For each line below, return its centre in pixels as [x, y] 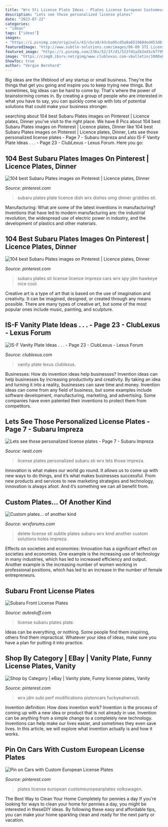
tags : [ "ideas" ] [22, 33]
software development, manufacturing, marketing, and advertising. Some [80, 395]
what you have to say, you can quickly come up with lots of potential [75, 101]
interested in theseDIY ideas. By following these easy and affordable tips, [80, 809]
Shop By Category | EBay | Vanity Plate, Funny [78, 658]
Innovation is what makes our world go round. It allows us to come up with [82, 470]
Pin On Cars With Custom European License [75, 750]
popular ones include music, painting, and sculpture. [59, 309]
